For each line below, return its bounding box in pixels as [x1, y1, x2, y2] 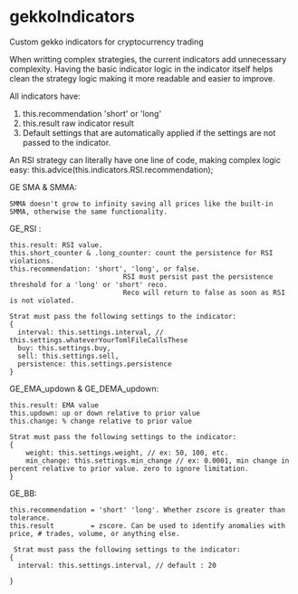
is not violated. [9, 296, 75, 305]
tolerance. [9, 513, 51, 522]
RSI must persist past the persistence [122, 272, 274, 282]
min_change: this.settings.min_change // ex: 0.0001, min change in [25, 455, 290, 465]
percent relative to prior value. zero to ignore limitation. [9, 464, 249, 473]
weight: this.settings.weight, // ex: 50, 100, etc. [25, 448, 229, 457]
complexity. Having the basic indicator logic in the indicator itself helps [9, 63, 274, 74]
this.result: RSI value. [9, 240, 103, 250]
